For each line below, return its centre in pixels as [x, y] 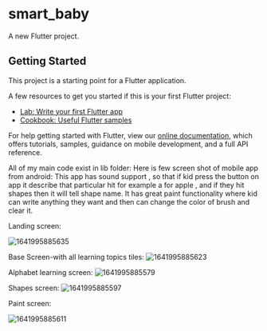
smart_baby [49, 14]
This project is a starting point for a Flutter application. [97, 80]
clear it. [21, 210]
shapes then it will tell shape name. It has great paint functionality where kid [133, 193]
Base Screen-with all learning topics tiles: [77, 257]
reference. [25, 152]
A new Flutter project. [44, 36]
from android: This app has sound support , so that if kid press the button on [134, 176]
